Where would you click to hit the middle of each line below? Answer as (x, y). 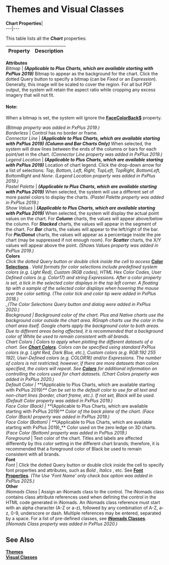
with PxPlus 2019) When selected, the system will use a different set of (80, 192)
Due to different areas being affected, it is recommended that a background (84, 331)
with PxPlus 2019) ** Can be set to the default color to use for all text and (81, 390)
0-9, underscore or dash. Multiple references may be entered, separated (86, 513)
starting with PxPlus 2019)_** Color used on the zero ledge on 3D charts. (81, 427)
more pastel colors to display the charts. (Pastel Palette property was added (85, 197)
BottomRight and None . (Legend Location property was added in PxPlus (80, 176)
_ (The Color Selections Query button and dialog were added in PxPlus (78, 304)
